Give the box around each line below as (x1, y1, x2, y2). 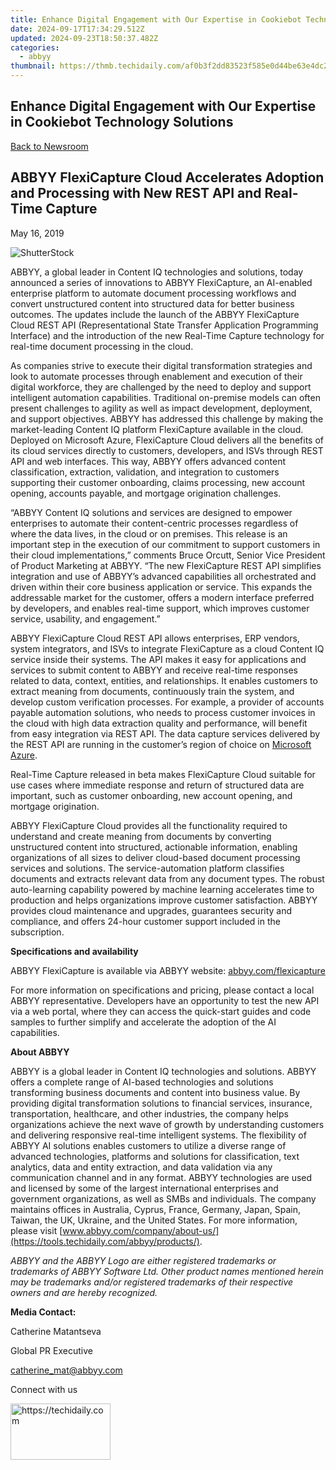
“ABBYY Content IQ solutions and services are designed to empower (10, 506, 293, 518)
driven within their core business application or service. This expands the (10, 581, 313, 593)
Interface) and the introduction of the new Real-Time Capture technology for (10, 329, 325, 341)
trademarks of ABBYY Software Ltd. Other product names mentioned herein (10, 1265, 324, 1277)
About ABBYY (10, 1046, 70, 1058)
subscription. (10, 926, 65, 938)
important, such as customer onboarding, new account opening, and (10, 789, 293, 801)
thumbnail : (10, 61, 56, 71)
